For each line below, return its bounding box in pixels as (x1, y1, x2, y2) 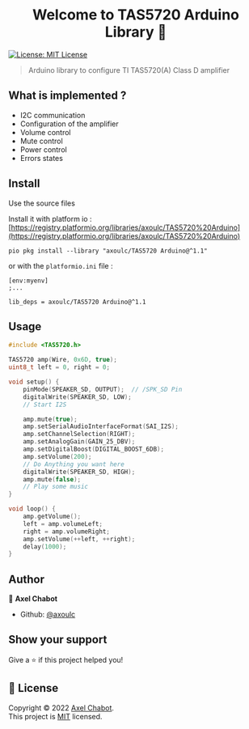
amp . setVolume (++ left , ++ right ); (23, 535, 136, 543)
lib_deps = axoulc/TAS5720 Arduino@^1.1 (8, 298, 147, 306)
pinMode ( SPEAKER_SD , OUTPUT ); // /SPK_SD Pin (23, 385, 183, 393)
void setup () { (8, 378, 60, 386)
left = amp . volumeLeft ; (23, 519, 103, 528)
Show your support (8, 633, 108, 646)
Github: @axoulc (19, 609, 76, 620)
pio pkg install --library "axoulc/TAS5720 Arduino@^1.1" (8, 247, 208, 255)
